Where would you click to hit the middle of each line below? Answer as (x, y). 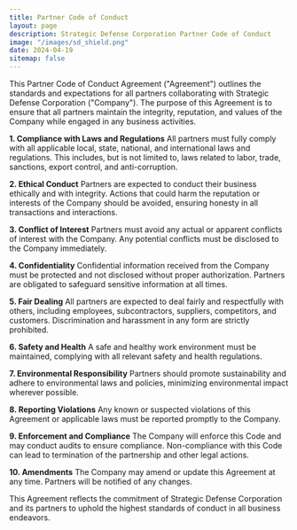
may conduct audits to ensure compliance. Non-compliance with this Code (146, 445)
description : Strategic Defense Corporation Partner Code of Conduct (141, 34)
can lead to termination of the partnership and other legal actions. (129, 455)
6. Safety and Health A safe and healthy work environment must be (133, 347)
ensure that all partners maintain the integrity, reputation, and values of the (146, 112)
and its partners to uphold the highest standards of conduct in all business (145, 508)
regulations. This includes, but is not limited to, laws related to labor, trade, (145, 157)
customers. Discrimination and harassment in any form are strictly (129, 320)
